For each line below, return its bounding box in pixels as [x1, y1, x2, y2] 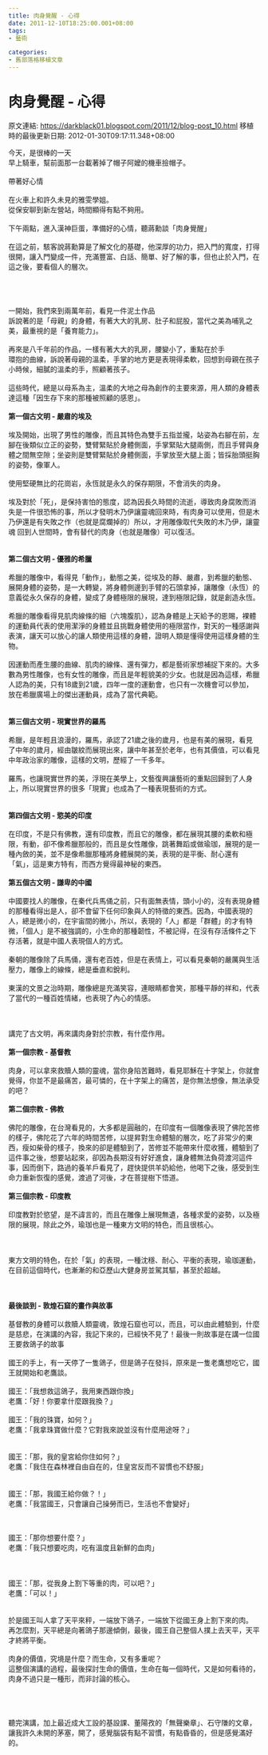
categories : [8, 49, 48, 57]
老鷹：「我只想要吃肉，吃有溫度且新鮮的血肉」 [8, 1542, 159, 1553]
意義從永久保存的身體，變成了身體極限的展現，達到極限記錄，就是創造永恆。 [8, 592, 260, 602]
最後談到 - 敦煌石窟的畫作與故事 [8, 1300, 113, 1310]
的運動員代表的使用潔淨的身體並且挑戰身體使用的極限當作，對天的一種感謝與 [8, 621, 260, 631]
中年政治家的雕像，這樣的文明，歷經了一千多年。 [8, 755, 169, 764]
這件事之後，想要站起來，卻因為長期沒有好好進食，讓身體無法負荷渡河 [8, 1152, 239, 1162]
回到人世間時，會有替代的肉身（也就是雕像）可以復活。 [17, 527, 199, 536]
